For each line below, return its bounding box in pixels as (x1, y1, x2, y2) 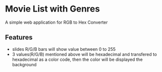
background (12, 61, 37, 67)
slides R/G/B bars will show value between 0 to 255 (12, 46, 116, 52)
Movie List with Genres (5, 3, 100, 14)
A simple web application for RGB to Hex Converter (5, 19, 108, 25)
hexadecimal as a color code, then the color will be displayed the (12, 57, 143, 62)
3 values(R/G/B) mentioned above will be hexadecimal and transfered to (12, 51, 157, 57)
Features (5, 33, 33, 42)
